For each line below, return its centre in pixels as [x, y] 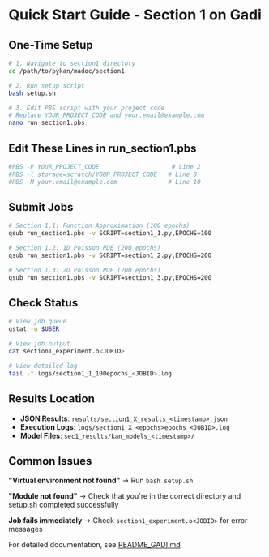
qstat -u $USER [34, 329]
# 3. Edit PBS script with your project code [86, 108]
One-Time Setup [51, 45]
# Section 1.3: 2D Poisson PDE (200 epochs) [85, 270]
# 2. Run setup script [47, 86]
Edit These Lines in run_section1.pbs [102, 148]
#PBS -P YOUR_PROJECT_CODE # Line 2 [105, 167]
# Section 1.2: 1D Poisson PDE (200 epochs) [85, 248]
